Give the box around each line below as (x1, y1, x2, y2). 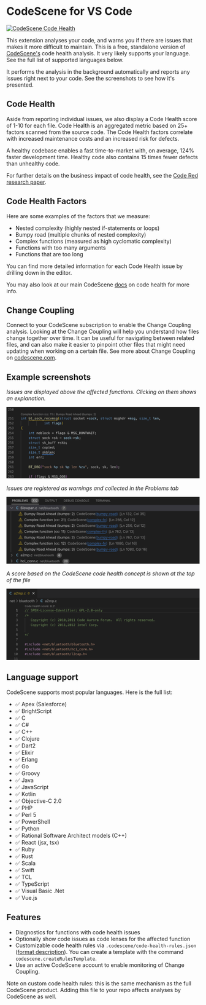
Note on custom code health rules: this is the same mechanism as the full (6, 979, 192, 987)
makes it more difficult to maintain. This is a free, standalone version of (6, 43, 186, 50)
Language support (6, 672, 78, 683)
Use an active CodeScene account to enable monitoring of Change (15, 961, 185, 969)
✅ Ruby (15, 845, 35, 853)
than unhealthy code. (6, 160, 60, 167)
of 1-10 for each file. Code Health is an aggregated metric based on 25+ (6, 122, 188, 129)
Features (6, 912, 41, 923)
